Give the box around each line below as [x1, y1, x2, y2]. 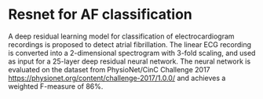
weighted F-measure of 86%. [8, 81, 104, 91]
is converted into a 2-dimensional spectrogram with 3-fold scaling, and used [8, 48, 256, 57]
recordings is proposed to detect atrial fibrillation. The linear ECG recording [8, 39, 252, 49]
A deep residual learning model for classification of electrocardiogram [8, 31, 235, 41]
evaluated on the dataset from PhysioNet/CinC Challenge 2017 [8, 64, 210, 74]
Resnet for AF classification [8, 5, 192, 24]
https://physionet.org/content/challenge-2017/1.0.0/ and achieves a [8, 73, 226, 82]
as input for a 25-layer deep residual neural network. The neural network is [8, 57, 251, 66]
